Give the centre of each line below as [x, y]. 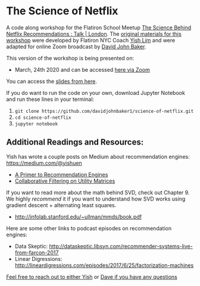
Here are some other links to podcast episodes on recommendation [89, 228]
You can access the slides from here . [51, 81]
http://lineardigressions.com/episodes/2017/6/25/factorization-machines [104, 265]
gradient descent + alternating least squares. [61, 205]
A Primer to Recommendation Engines [61, 174]
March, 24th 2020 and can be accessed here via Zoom [82, 69]
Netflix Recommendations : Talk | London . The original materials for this [94, 33]
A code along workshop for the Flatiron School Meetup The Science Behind [99, 27]
